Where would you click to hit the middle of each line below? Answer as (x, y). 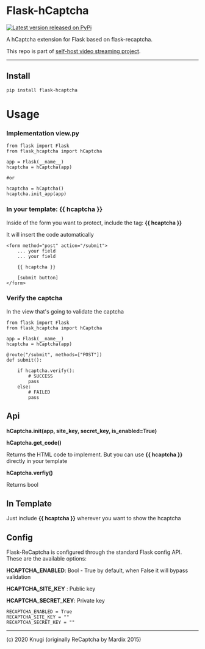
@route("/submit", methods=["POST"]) (54, 354)
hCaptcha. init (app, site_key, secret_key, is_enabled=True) (82, 431)
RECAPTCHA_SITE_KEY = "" (38, 617)
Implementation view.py (43, 133)
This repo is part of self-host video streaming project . (74, 51)
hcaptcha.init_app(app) (37, 194)
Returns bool (22, 484)
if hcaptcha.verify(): (46, 371)
